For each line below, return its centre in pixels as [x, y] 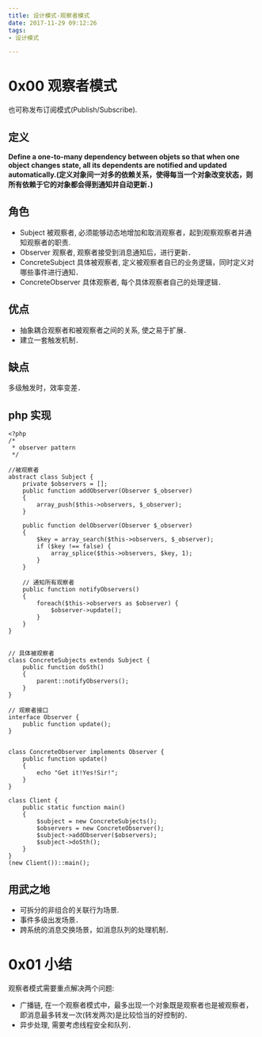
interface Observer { [44, 717]
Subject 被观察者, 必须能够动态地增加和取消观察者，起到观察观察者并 [132, 232]
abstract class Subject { [51, 477]
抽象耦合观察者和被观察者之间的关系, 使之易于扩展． [105, 330]
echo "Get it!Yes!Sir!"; [78, 773]
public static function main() [74, 808]
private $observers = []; [65, 484]
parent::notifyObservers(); [83, 681]
